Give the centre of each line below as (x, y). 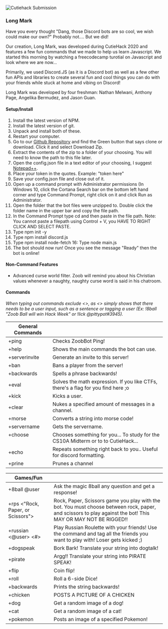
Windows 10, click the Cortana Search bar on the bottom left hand (81, 189)
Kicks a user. (68, 396)
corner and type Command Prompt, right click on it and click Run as (83, 194)
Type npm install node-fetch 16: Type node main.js (65, 242)
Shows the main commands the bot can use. (104, 349)
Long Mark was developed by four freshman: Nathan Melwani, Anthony (79, 92)
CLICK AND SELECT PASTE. (42, 226)
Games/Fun (29, 478)
